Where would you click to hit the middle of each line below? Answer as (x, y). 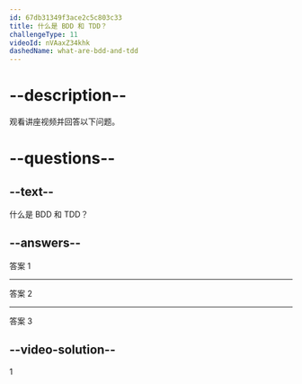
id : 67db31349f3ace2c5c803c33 (66, 18)
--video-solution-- (62, 350)
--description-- (68, 96)
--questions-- (62, 159)
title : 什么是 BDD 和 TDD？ (58, 26)
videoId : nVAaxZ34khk (50, 43)
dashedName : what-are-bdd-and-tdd (74, 51)
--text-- (31, 191)
